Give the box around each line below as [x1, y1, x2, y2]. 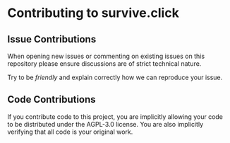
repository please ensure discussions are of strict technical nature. [7, 59, 202, 68]
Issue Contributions [7, 33, 97, 45]
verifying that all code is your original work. [7, 127, 133, 136]
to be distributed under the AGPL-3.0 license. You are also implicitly [7, 120, 204, 128]
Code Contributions [7, 93, 97, 105]
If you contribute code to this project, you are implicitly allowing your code [7, 112, 224, 121]
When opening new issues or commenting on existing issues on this [7, 52, 205, 60]
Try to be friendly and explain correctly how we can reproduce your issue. [7, 73, 223, 81]
